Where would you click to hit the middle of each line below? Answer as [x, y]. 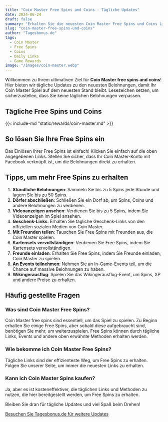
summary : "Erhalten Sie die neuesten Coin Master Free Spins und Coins [81, 24]
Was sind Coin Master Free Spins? [47, 309]
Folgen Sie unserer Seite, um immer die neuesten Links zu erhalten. [75, 366]
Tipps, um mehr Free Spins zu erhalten [67, 178]
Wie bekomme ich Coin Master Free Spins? [58, 349]
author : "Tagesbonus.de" [31, 33]
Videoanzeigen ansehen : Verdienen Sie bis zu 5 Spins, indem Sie [80, 211]
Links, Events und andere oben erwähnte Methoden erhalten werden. [76, 336]
